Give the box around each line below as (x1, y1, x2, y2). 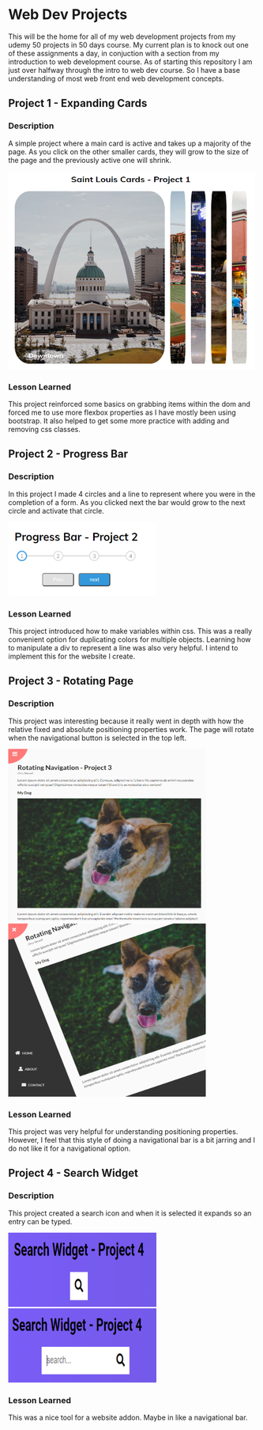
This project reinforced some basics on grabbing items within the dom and (8, 399, 251, 408)
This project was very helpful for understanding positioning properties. (8, 1126, 239, 1136)
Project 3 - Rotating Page (8, 674, 134, 688)
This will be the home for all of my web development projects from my (8, 32, 236, 41)
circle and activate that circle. (8, 506, 104, 515)
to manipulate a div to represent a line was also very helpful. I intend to (8, 643, 239, 652)
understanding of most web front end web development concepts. (8, 74, 224, 83)
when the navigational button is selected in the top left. (8, 733, 187, 742)
